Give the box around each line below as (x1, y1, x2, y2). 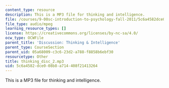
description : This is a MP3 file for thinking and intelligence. (5, 12, 145, 17)
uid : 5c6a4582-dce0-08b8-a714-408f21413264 (5, 63, 98, 68)
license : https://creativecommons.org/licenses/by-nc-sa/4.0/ (5, 31, 138, 36)
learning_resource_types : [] (5, 26, 66, 31)
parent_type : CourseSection (5, 45, 64, 50)
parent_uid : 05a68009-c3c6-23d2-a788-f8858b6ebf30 (5, 49, 114, 54)
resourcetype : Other (5, 54, 49, 59)
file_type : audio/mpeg (5, 21, 53, 27)
